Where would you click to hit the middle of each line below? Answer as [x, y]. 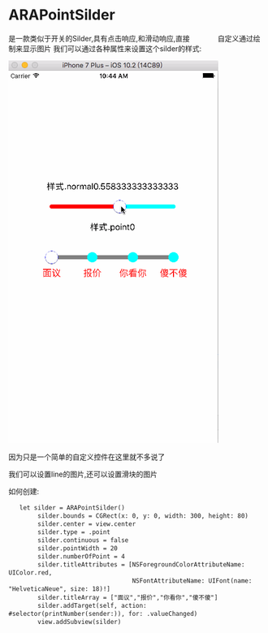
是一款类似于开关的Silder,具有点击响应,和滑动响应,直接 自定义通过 [131, 38]
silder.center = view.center [87, 524]
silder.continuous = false [83, 540]
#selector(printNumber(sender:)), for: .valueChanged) [103, 614]
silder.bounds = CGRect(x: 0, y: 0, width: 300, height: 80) [143, 516]
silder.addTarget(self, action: [93, 605]
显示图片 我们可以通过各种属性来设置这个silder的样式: [112, 48]
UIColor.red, [30, 573]
